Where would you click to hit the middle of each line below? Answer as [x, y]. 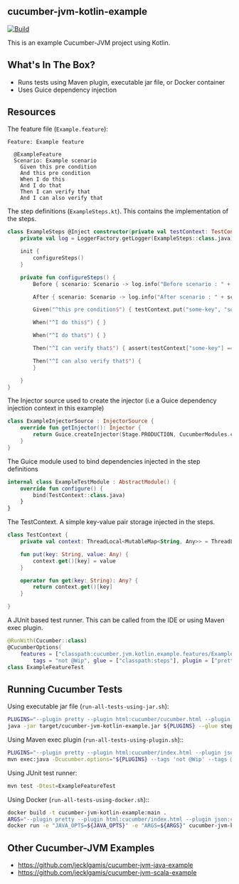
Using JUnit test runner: [42, 773]
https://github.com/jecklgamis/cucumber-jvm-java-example [105, 865]
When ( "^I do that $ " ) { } [70, 336]
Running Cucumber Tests [65, 689]
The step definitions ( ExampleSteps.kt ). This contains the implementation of [118, 211]
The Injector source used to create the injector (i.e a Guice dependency [112, 400]
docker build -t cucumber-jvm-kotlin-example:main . [87, 813]
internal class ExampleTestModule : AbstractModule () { [92, 482]
